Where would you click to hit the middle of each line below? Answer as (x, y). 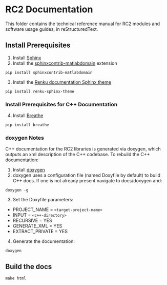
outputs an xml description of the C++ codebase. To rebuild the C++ (78, 155)
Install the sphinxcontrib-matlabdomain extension (65, 63)
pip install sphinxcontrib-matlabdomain (49, 72)
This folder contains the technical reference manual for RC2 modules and (83, 24)
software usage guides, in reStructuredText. (52, 29)
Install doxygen (29, 170)
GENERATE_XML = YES (37, 226)
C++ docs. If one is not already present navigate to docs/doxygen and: (87, 181)
